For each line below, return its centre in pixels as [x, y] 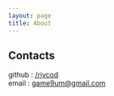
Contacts [32, 56]
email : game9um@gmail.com [57, 83]
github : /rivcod [33, 75]
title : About [30, 23]
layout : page [30, 16]
